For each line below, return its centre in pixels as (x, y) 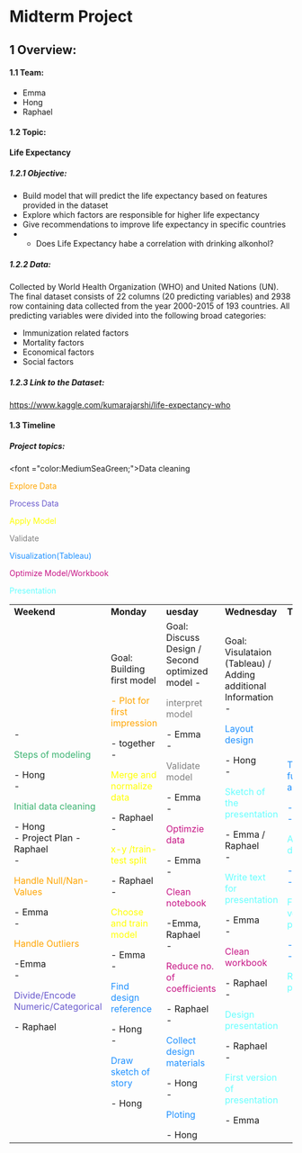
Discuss (183, 638)
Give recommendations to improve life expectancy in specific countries (154, 224)
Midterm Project (71, 17)
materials (185, 1063)
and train (129, 923)
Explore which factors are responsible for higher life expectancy (141, 214)
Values (28, 892)
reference (132, 1009)
